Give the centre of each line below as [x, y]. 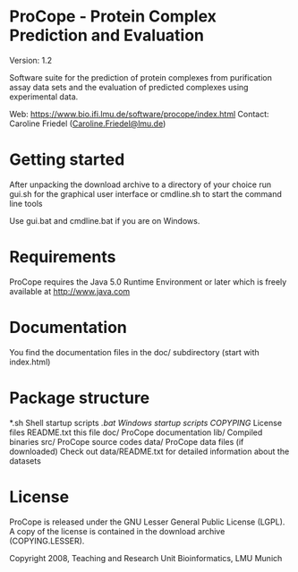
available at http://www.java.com [70, 291]
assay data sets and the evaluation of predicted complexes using [129, 87]
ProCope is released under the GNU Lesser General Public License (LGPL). [147, 522]
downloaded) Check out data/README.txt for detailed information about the [149, 451]
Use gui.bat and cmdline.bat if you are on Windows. [105, 220]
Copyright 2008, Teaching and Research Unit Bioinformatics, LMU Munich [146, 558]
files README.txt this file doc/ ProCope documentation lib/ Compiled [136, 432]
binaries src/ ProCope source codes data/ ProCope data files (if [127, 441]
